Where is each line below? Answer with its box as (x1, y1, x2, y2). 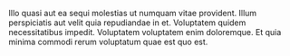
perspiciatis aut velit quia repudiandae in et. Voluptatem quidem (8, 17, 246, 28)
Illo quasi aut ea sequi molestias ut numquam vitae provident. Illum (8, 8, 257, 18)
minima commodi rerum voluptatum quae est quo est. (8, 36, 208, 47)
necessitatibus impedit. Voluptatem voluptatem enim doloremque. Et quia (8, 27, 282, 37)
